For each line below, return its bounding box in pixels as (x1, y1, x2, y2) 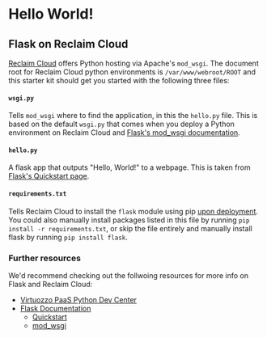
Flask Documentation (19, 303, 91, 313)
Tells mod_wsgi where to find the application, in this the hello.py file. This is (8, 111, 258, 120)
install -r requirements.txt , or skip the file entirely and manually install (8, 223, 252, 233)
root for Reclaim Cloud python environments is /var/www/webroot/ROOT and (8, 67, 256, 77)
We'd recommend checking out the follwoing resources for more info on (8, 270, 249, 280)
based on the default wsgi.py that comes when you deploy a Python (8, 119, 235, 129)
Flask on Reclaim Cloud (8, 37, 129, 51)
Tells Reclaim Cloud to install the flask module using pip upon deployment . (8, 206, 259, 216)
